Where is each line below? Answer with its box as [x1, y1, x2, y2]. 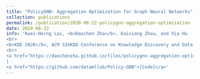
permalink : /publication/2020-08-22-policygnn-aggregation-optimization [6, 20, 190, 26]
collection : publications [6, 14, 70, 20]
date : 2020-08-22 [6, 25, 49, 31]
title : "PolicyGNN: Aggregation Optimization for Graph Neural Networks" [6, 8, 193, 15]
